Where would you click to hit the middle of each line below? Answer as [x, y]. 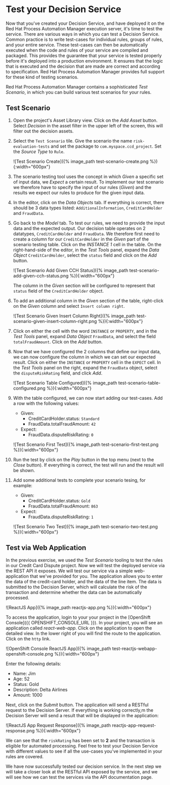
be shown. [24, 470]
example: [23, 485]
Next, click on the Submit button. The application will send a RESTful [77, 705]
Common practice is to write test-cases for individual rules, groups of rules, [84, 39]
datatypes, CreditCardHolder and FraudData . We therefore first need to [86, 234]
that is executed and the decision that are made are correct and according [83, 66]
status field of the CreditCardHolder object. [58, 291]
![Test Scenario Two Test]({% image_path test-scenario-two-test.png [86, 526]
